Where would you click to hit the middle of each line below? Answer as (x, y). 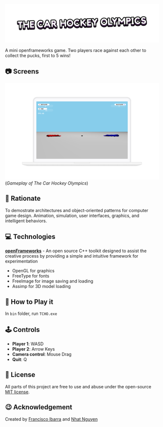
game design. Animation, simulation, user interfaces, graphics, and (72, 215)
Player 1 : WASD (28, 344)
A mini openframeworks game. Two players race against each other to (76, 50)
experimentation (21, 261)
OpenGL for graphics (33, 271)
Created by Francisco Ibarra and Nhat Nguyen (51, 419)
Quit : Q (19, 359)
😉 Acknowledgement (39, 407)
